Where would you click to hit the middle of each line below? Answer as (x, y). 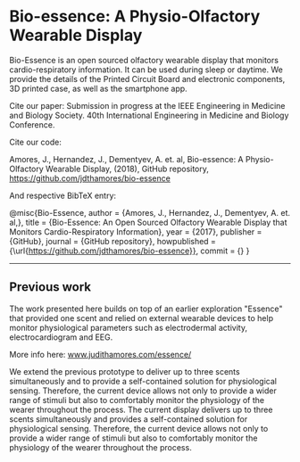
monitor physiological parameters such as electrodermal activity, (129, 327)
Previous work (50, 287)
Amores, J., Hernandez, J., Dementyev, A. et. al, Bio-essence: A (126, 159)
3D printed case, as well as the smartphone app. (98, 88)
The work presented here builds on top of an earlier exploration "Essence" (146, 309)
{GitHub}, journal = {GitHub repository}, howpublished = (113, 241)
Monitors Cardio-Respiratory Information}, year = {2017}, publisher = (136, 231)
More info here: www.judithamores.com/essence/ (100, 354)
